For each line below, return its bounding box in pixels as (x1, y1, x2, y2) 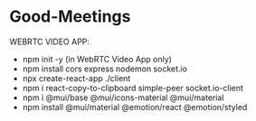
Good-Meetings (9, 6, 131, 27)
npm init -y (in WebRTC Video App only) (22, 53, 172, 64)
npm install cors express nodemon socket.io (22, 63, 188, 74)
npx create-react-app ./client (22, 72, 131, 83)
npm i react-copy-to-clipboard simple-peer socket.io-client (22, 82, 244, 93)
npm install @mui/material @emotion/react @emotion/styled (22, 101, 248, 112)
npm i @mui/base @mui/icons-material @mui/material (22, 92, 224, 103)
